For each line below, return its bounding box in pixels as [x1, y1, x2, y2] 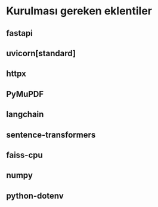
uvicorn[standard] [6, 48, 76, 58]
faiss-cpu [6, 150, 43, 160]
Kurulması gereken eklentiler [6, 4, 153, 18]
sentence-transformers [6, 130, 96, 140]
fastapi [6, 28, 33, 38]
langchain [6, 109, 44, 120]
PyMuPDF [6, 89, 44, 99]
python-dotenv [6, 190, 64, 201]
